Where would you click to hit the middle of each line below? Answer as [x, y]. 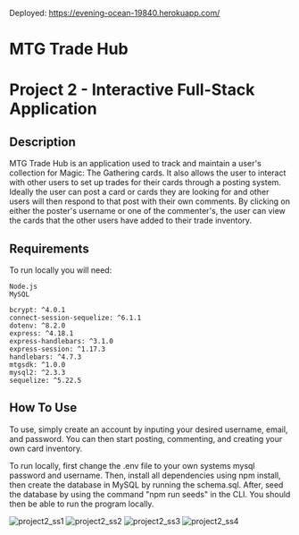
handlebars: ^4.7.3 [46, 357]
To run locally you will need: [61, 270]
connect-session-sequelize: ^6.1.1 [75, 318]
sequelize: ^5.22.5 [46, 380]
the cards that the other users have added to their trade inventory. [131, 221]
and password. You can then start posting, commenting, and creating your [146, 438]
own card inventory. [46, 448]
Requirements [49, 248]
